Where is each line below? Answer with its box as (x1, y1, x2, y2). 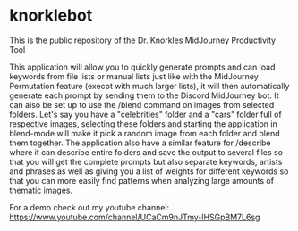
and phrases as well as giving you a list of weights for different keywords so (9, 166, 289, 177)
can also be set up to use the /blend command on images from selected (9, 99, 275, 110)
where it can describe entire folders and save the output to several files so (9, 146, 284, 157)
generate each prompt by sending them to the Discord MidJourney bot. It (9, 90, 279, 101)
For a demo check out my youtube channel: (9, 202, 170, 212)
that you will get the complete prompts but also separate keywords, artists (9, 156, 283, 167)
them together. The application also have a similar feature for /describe (9, 137, 271, 148)
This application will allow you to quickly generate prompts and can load (9, 62, 276, 72)
